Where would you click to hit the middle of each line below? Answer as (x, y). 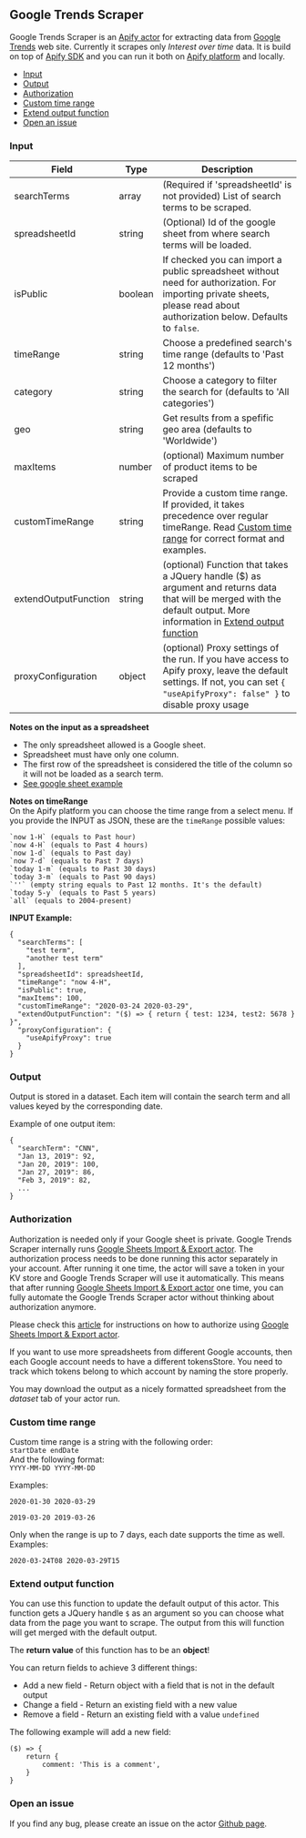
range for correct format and (224, 539)
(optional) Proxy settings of (221, 648)
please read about (201, 306)
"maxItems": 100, (51, 999)
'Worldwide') (190, 441)
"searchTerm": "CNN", (59, 1149)
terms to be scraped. (207, 208)
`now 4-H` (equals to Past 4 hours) (79, 846)
